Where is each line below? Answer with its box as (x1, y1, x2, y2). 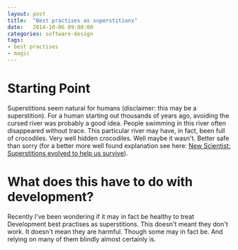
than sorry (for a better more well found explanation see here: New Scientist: (7, 141, 231, 149)
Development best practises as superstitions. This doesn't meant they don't (7, 220, 229, 228)
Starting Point (7, 81, 91, 96)
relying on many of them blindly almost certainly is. (7, 234, 157, 243)
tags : (7, 37, 23, 44)
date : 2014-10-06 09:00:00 (7, 23, 93, 30)
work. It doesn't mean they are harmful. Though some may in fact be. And (7, 227, 223, 236)
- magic (7, 50, 30, 57)
